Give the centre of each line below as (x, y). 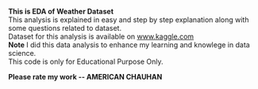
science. (22, 53)
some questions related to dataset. (65, 28)
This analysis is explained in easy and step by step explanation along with (129, 20)
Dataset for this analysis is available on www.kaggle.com (101, 36)
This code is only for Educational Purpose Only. (86, 61)
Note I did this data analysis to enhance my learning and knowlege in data (129, 45)
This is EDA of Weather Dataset (61, 11)
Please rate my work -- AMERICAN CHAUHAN (85, 77)
